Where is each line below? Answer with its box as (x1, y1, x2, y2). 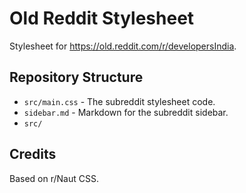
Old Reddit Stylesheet (9, 7, 195, 30)
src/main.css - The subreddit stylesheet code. (23, 95, 216, 107)
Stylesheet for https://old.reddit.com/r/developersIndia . (9, 40, 237, 52)
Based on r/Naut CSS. (9, 172, 99, 184)
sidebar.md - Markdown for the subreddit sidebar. (23, 106, 229, 118)
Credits (9, 146, 57, 163)
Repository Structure (9, 69, 144, 86)
